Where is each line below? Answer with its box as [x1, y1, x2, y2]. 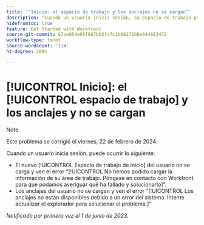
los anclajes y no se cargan [6, 106, 146, 119]
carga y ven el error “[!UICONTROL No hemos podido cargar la [15, 168, 173, 175]
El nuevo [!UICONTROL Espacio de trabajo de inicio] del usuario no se [15, 161, 190, 168]
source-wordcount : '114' [6, 43, 69, 49]
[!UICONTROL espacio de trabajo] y [6, 92, 188, 106]
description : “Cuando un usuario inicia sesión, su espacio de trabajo [6, 15, 191, 21]
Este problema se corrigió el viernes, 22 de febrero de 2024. [6, 137, 158, 145]
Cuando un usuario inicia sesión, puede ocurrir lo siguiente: [6, 150, 155, 157]
